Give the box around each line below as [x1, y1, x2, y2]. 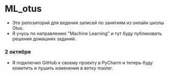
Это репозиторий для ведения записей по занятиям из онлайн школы [12, 20, 164, 26]
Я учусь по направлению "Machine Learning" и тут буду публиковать [12, 30, 162, 36]
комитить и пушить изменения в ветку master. [12, 65, 113, 71]
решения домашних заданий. [12, 36, 76, 42]
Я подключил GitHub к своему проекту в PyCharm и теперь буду [12, 60, 153, 66]
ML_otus [5, 3, 42, 15]
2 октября [5, 48, 31, 55]
